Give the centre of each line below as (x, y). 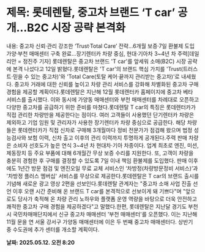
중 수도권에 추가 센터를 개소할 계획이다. (53, 229)
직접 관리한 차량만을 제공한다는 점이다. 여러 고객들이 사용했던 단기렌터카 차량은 (100, 114)
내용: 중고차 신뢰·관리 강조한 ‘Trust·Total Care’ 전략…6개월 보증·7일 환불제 (95, 46)
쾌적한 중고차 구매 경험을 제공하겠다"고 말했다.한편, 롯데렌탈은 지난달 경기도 (97, 206)
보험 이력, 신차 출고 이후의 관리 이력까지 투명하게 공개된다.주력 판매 (107, 138)
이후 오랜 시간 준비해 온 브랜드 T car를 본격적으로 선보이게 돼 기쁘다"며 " (99, 191)
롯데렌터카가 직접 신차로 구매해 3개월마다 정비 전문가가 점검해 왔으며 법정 (105, 130)
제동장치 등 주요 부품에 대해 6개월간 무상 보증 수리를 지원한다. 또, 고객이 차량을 (100, 153)
